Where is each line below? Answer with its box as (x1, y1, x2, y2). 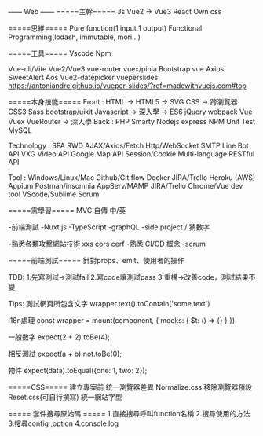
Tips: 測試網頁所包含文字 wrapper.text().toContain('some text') (8, 299, 210, 308)
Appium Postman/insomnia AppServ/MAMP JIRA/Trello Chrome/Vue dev (8, 181, 243, 190)
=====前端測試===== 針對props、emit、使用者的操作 (8, 256, 184, 265)
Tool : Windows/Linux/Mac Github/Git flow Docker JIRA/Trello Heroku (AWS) (8, 173, 256, 182)
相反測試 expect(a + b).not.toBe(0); (8, 349, 122, 358)
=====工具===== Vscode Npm (8, 49, 111, 57)
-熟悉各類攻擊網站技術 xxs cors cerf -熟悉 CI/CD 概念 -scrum (8, 239, 206, 248)
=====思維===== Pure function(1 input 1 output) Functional (8, 24, 203, 33)
